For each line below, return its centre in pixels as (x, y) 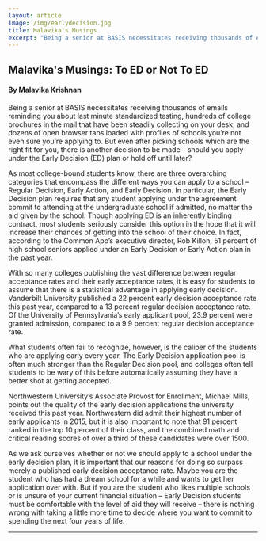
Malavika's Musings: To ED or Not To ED (108, 69)
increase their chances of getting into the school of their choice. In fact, (125, 232)
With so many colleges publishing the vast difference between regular (122, 272)
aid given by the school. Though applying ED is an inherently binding (120, 215)
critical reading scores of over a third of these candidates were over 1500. (129, 438)
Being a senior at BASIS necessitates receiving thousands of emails (118, 107)
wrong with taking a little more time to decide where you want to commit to (130, 512)
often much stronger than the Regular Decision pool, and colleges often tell (131, 364)
